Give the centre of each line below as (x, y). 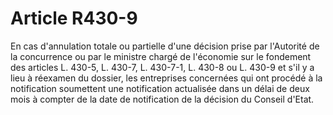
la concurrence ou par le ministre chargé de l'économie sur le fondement (161, 56)
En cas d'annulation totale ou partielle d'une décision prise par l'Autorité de (165, 46)
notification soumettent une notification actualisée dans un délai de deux (160, 88)
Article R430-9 (74, 18)
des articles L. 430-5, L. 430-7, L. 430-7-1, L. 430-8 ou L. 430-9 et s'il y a (162, 67)
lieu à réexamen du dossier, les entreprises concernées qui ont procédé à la (166, 78)
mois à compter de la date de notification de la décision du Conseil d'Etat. (162, 99)
